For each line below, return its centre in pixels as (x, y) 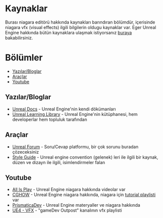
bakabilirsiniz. (19, 38)
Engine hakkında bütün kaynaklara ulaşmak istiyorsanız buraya (68, 32)
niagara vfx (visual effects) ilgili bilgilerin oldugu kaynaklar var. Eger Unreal (81, 27)
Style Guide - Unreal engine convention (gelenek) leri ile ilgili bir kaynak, (85, 157)
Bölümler (24, 58)
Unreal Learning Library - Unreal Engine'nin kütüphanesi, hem (75, 114)
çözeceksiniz (26, 152)
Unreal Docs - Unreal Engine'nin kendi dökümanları (64, 109)
